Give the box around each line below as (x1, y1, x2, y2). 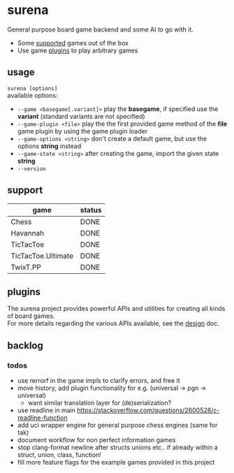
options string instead (17, 142, 82, 150)
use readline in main (17, 406, 75, 414)
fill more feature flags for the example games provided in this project (17, 458, 215, 467)
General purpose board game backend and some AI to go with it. (7, 25, 193, 34)
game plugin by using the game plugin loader (17, 126, 148, 135)
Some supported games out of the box (17, 38, 129, 47)
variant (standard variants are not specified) (17, 112, 145, 120)
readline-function (17, 414, 68, 422)
